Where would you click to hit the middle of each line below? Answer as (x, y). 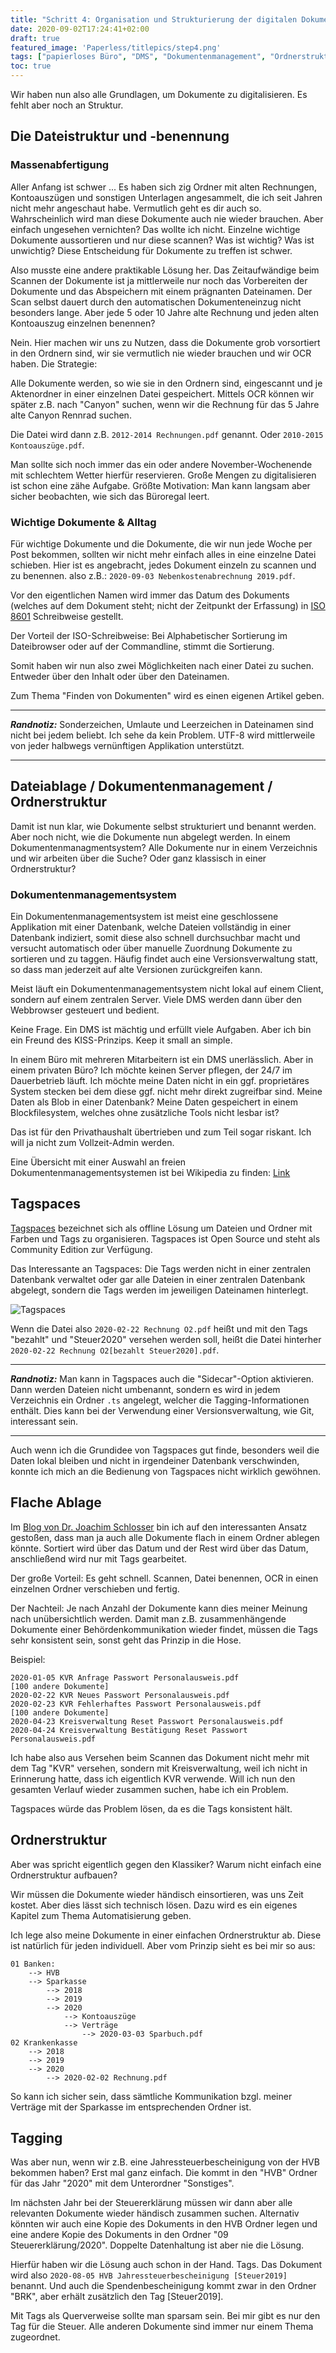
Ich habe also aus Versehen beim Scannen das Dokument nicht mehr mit (160, 1757)
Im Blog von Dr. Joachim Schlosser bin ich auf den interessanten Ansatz (159, 1527)
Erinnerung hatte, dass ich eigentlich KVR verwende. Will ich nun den (153, 1778)
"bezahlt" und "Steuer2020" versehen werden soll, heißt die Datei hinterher (166, 1339)
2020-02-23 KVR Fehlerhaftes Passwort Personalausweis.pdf (136, 1704)
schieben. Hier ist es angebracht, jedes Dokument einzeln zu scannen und (163, 565)
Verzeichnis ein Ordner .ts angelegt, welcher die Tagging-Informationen (160, 1400)
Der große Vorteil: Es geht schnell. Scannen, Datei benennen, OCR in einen (164, 1578)
